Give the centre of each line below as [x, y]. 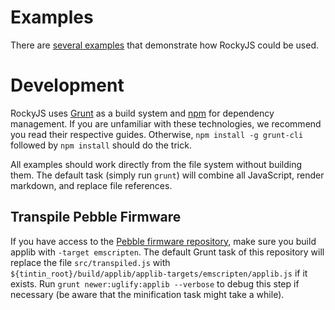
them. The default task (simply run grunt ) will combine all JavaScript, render [167, 175]
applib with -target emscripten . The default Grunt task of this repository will [167, 252]
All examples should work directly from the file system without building [156, 164]
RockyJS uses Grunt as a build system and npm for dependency [142, 113]
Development [67, 85]
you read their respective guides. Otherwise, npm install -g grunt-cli [157, 134]
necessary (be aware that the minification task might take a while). [147, 294]
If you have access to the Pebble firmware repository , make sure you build [163, 241]
